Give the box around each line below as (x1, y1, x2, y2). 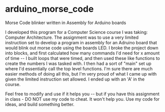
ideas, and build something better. (5, 101, 75, 107)
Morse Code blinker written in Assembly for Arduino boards (5, 20, 126, 26)
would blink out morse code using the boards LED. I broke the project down (5, 45, 159, 51)
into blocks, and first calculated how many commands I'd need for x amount (5, 50, 160, 56)
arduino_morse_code (5, 3, 94, 15)
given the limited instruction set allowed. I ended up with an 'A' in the (5, 76, 145, 82)
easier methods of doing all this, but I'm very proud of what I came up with (5, 71, 157, 77)
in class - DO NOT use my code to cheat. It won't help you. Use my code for (5, 96, 160, 102)
